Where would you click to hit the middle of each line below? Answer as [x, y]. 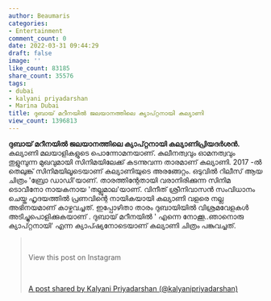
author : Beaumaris [39, 16]
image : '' [25, 61]
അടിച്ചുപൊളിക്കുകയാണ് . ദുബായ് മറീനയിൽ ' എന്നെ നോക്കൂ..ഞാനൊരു [126, 216]
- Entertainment [35, 31]
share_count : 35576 [41, 76]
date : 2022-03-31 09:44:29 [54, 46]
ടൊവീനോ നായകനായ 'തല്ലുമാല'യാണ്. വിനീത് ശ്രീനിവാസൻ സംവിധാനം [132, 189]
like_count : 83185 [39, 69]
